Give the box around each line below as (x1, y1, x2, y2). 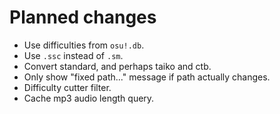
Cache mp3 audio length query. (23, 92, 155, 104)
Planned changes (9, 6, 157, 29)
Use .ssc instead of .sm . (23, 49, 124, 61)
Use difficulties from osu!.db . (23, 39, 145, 51)
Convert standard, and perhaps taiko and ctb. (23, 60, 212, 72)
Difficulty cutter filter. (23, 81, 112, 93)
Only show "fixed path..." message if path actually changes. (23, 71, 271, 83)
